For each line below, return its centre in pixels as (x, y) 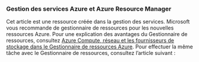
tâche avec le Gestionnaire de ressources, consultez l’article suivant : (91, 53)
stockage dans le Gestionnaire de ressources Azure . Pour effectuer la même (99, 47)
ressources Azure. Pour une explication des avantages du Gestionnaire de (97, 34)
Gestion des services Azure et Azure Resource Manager (89, 9)
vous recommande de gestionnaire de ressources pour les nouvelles (90, 28)
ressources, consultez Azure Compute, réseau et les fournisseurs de (90, 41)
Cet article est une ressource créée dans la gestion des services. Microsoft (98, 22)
